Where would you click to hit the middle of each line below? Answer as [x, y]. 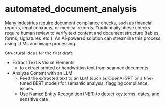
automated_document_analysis [71, 9]
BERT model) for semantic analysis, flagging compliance [90, 83]
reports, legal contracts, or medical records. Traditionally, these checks [78, 27]
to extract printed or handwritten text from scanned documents [84, 68]
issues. [27, 88]
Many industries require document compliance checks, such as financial [79, 23]
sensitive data [34, 99]
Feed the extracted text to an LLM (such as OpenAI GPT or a [81, 78]
